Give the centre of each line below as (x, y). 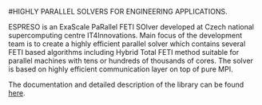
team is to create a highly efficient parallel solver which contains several (127, 44)
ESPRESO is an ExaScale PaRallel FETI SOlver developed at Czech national (131, 27)
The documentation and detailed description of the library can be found (126, 84)
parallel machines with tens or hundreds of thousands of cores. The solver (131, 60)
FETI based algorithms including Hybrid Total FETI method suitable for (124, 52)
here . (17, 93)
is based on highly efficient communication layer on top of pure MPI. (121, 69)
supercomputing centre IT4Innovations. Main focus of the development (125, 35)
